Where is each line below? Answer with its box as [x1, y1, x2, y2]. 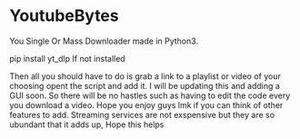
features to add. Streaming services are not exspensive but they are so [9, 109, 275, 120]
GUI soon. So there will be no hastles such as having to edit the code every [9, 90, 291, 101]
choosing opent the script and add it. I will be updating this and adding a [9, 80, 280, 91]
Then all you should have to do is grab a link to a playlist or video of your [9, 70, 282, 82]
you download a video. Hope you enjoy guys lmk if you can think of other [9, 99, 284, 110]
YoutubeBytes [9, 5, 120, 26]
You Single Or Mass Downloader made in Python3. [9, 35, 198, 46]
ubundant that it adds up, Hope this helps [9, 119, 165, 130]
